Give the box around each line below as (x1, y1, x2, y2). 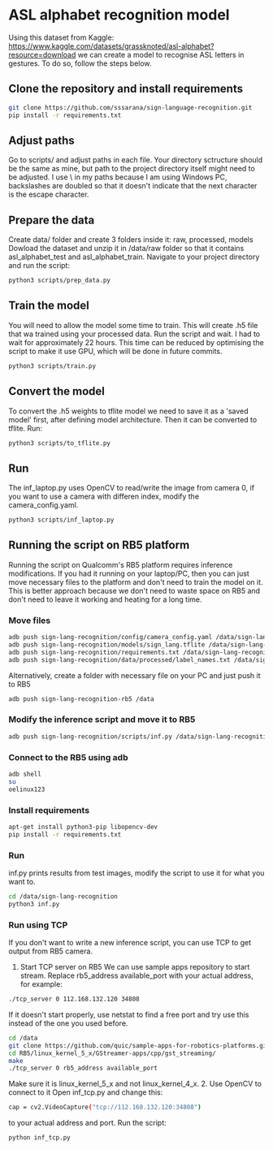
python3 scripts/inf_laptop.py (8, 516, 115, 525)
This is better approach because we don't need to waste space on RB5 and (8, 586, 261, 595)
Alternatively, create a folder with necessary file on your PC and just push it (8, 670, 261, 680)
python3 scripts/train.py (8, 361, 96, 370)
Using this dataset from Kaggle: (8, 32, 115, 42)
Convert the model (8, 384, 106, 399)
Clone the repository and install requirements (8, 82, 244, 96)
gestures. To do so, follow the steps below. (8, 58, 152, 68)
